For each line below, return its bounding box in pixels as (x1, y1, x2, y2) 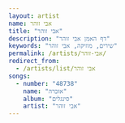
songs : (8, 72, 31, 80)
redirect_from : (8, 57, 60, 66)
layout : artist (8, 11, 60, 20)
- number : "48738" (15, 79, 79, 87)
